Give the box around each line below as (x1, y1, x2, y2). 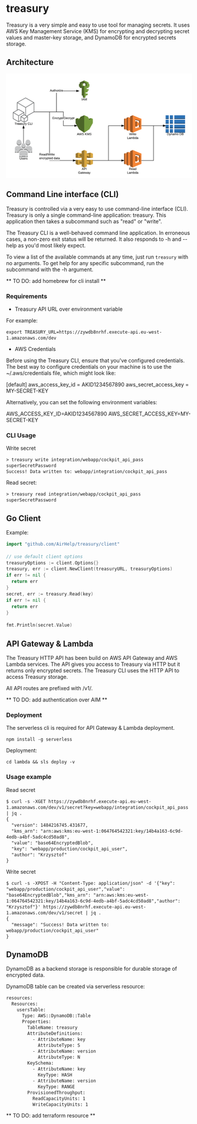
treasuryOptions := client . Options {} (6, 560, 99, 566)
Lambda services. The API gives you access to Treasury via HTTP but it (6, 661, 180, 668)
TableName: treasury (27, 1025, 78, 1031)
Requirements (6, 292, 48, 300)
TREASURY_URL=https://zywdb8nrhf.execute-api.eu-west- (24, 329, 162, 335)
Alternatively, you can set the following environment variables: (6, 398, 157, 405)
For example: (6, 317, 38, 324)
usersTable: (17, 1007, 46, 1013)
